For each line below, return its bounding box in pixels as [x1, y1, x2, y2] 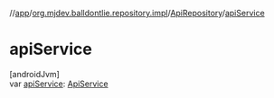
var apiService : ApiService [9, 78, 109, 89]
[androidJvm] [9, 68, 61, 79]
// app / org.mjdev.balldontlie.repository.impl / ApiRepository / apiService [9, 8, 265, 18]
